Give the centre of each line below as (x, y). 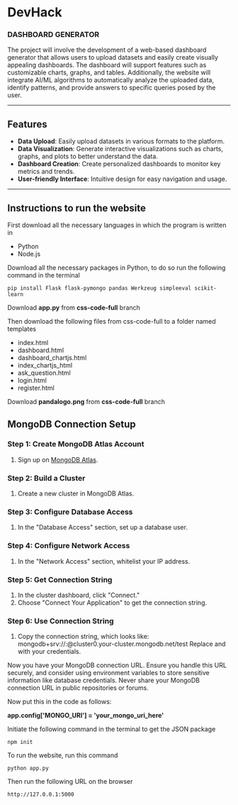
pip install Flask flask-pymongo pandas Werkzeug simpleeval (100, 288)
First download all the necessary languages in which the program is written (117, 225)
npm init (20, 743)
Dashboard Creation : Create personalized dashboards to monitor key (119, 164)
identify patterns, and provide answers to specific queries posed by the (112, 88)
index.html (33, 343)
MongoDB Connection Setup (72, 424)
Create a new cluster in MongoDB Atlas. (76, 493)
